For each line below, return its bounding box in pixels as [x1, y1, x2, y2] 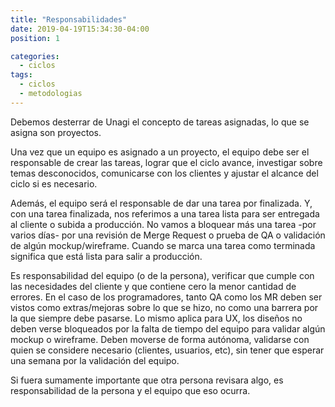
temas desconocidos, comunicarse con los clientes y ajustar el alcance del [10, 167, 319, 179]
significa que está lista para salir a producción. [10, 250, 203, 262]
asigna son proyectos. [10, 126, 102, 138]
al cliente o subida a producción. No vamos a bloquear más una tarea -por [10, 218, 317, 230]
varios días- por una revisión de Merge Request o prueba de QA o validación [10, 229, 326, 241]
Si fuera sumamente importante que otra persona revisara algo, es [10, 374, 284, 386]
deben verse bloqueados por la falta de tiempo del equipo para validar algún [10, 322, 326, 335]
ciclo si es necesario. [10, 177, 98, 190]
